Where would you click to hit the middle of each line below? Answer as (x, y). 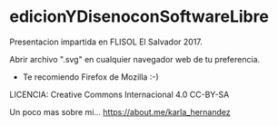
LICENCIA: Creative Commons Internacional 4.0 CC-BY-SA (119, 94)
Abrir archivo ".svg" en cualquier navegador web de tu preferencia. (135, 59)
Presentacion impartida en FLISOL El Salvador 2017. (106, 42)
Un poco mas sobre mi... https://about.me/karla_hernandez (120, 111)
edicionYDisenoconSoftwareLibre (139, 17)
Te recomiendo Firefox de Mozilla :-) (90, 77)
